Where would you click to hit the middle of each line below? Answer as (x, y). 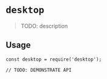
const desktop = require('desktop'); (54, 59)
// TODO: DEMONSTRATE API (39, 70)
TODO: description (44, 26)
